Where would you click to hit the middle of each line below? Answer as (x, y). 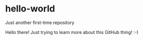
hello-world (30, 9)
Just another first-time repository (40, 22)
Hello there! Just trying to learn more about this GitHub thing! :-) (72, 32)
